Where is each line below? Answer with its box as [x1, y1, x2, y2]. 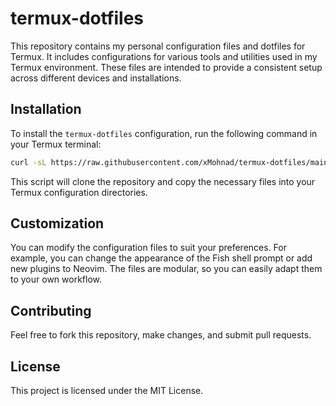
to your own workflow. [10, 273, 103, 286]
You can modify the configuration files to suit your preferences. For [10, 242, 287, 254]
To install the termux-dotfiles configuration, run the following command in [10, 127, 318, 139]
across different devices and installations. [10, 72, 182, 84]
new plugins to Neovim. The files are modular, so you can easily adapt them [10, 263, 323, 275]
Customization [10, 215, 105, 232]
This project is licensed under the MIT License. [10, 385, 204, 397]
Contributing [10, 302, 92, 319]
